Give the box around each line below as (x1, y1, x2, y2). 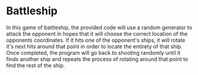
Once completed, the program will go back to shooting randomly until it (6, 49, 181, 56)
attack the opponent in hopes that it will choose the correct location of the (6, 30, 188, 37)
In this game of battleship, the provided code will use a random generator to (6, 24, 192, 31)
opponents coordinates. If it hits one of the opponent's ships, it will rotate (6, 36, 186, 43)
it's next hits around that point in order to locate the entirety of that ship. (6, 43, 183, 50)
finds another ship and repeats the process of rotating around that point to (6, 55, 188, 62)
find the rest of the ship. (6, 61, 65, 69)
